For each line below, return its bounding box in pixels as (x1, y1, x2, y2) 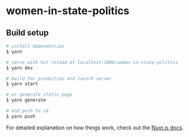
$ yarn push (6, 113, 35, 119)
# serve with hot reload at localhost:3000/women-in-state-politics (6, 59, 178, 66)
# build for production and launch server (6, 76, 112, 81)
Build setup (6, 28, 49, 38)
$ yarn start (6, 81, 38, 87)
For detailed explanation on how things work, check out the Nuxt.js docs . (6, 124, 184, 131)
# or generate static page (6, 92, 73, 98)
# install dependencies (6, 43, 65, 49)
